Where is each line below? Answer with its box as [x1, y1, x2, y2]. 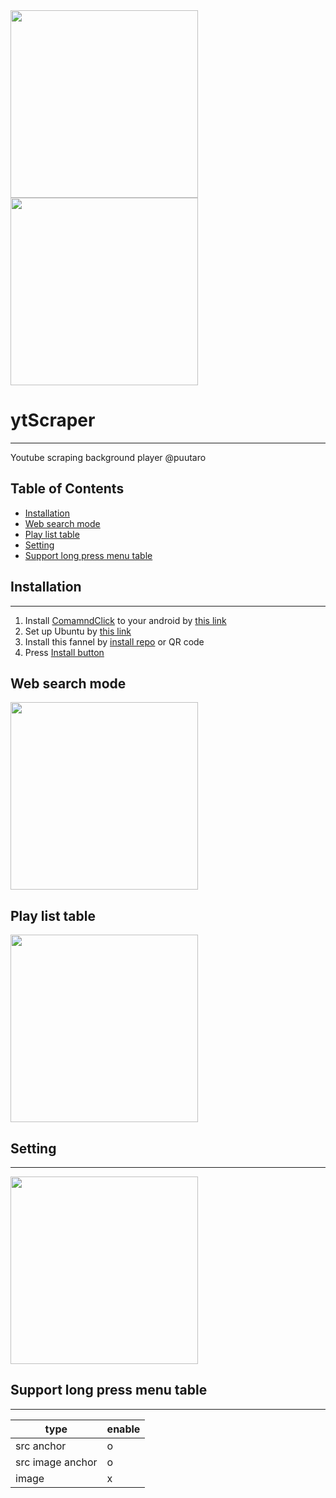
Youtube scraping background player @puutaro [10, 451, 207, 463]
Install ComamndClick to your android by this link [24, 614, 227, 626]
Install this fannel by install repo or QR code [24, 635, 205, 648]
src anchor [15, 1439, 67, 1453]
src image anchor [15, 1455, 98, 1469]
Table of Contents [10, 480, 125, 498]
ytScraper [10, 409, 96, 432]
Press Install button [24, 646, 105, 658]
